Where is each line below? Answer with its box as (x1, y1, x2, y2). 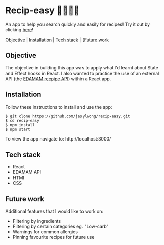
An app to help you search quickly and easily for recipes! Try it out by (5, 21, 150, 27)
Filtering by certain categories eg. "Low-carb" (12, 223, 109, 230)
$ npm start (5, 127, 30, 132)
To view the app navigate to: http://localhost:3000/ (5, 135, 111, 142)
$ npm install (5, 122, 35, 127)
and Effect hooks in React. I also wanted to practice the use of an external (5, 70, 159, 76)
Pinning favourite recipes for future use (12, 234, 95, 240)
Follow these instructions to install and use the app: (5, 103, 112, 110)
